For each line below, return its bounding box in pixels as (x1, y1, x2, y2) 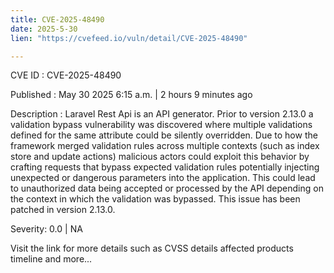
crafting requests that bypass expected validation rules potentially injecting (10, 161, 320, 173)
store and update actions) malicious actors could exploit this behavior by (10, 151, 310, 163)
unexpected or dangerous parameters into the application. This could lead (10, 172, 316, 184)
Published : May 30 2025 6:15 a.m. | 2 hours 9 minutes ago (10, 89, 253, 101)
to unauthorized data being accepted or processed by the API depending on (10, 182, 324, 195)
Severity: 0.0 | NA (10, 223, 83, 235)
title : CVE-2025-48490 (10, 14, 105, 25)
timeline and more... (10, 253, 93, 265)
